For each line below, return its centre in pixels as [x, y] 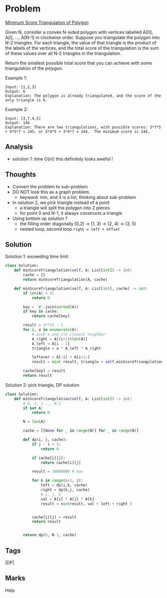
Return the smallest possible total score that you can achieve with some [79, 63]
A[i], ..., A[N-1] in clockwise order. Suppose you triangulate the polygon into [83, 37]
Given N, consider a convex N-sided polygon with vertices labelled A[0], [79, 32]
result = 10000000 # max [57, 471]
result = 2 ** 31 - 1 [43, 325]
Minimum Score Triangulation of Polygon [47, 22]
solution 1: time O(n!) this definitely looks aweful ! [63, 159]
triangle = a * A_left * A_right [66, 348]
